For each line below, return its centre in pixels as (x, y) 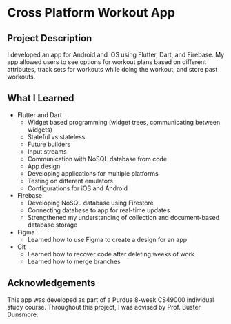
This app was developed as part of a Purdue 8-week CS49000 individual (111, 300)
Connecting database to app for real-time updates (99, 210)
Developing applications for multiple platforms (93, 173)
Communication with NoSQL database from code (97, 159)
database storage (52, 225)
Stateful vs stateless (56, 136)
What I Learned (41, 98)
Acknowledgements (51, 283)
